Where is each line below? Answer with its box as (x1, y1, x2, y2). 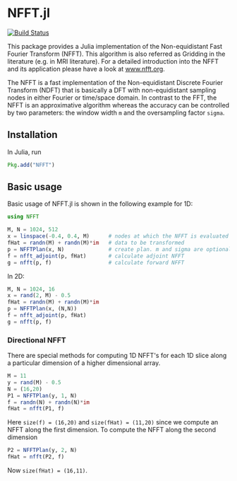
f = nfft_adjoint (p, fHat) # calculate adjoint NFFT (7, 253, 185, 260)
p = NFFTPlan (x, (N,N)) (7, 306, 78, 313)
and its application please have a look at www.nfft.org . (7, 64, 166, 73)
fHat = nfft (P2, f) (7, 453, 65, 460)
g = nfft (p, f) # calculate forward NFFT (7, 259, 185, 266)
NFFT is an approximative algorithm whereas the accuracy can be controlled (7, 100, 230, 109)
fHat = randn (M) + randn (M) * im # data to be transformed (7, 239, 185, 247)
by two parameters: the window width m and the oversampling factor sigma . (7, 108, 225, 117)
